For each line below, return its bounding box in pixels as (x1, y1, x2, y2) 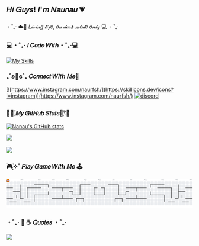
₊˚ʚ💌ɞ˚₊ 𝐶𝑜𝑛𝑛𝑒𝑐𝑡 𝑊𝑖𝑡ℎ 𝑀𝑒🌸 (6, 72, 80, 80)
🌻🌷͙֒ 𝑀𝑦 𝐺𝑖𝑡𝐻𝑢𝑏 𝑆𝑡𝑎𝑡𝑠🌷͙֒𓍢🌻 (6, 109, 70, 117)
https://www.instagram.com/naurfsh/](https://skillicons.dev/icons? (11, 86, 174, 93)
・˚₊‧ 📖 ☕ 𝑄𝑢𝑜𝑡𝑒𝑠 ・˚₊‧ (6, 218, 67, 226)
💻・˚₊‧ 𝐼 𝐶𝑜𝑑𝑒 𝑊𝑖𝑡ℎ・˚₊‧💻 (6, 41, 79, 50)
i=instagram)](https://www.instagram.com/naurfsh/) (6, 92, 133, 99)
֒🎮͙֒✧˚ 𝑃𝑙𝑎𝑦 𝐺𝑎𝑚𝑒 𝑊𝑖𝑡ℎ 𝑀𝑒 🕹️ (6, 163, 83, 171)
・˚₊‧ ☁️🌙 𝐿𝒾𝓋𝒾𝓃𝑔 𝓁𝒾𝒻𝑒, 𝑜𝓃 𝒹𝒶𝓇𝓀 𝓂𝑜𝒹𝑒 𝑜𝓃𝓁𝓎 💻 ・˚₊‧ (6, 23, 119, 30)
